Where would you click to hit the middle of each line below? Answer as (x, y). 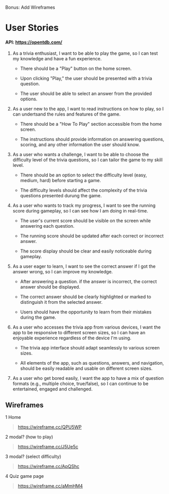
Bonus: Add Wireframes (30, 7)
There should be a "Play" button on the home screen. (76, 68)
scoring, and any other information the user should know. (80, 145)
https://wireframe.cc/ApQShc (48, 467)
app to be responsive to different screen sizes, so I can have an (79, 333)
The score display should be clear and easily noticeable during (86, 251)
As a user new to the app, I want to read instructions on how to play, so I (88, 109)
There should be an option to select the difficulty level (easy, (83, 175)
